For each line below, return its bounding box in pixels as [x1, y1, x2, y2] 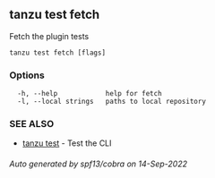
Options [9, 69, 45, 81]
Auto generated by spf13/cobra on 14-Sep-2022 [9, 158, 188, 169]
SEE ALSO [9, 118, 55, 131]
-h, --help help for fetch [17, 89, 163, 98]
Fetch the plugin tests [9, 30, 90, 41]
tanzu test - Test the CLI [21, 138, 112, 148]
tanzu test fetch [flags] [9, 48, 106, 57]
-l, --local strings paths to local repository [17, 97, 206, 106]
